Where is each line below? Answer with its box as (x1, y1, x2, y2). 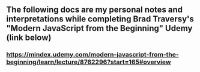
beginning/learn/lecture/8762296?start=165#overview (6, 58, 171, 66)
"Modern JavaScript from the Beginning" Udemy (6, 23, 193, 33)
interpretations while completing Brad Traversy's (6, 14, 194, 24)
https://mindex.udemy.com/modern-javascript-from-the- (6, 51, 179, 59)
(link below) (6, 33, 52, 43)
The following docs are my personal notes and (6, 5, 183, 15)
